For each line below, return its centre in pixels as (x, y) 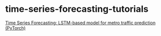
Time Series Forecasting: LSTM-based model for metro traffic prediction (80, 23)
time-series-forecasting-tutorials (77, 9)
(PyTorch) (16, 28)
